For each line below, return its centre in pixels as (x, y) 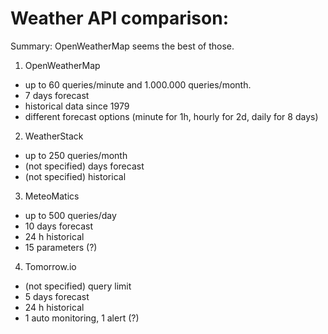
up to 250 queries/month (76, 155)
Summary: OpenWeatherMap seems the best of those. (122, 46)
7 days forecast (57, 95)
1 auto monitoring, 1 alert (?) (82, 318)
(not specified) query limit (78, 286)
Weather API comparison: (120, 18)
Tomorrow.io (50, 266)
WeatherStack (54, 136)
